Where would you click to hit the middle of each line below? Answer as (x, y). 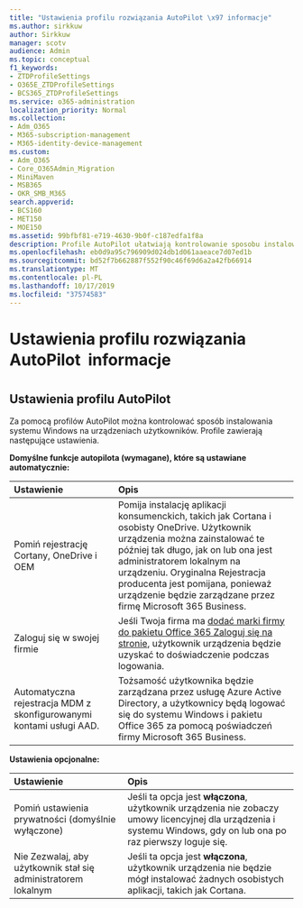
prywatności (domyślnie (65, 819)
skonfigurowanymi (53, 714)
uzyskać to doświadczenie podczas (193, 655)
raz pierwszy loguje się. (178, 841)
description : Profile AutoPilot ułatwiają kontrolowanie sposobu (134, 244)
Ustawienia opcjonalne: (55, 759)
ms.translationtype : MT (54, 270)
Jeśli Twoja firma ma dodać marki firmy (202, 620)
